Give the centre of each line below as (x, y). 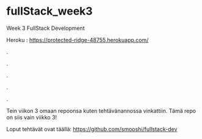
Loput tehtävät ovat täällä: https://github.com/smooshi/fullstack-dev (92, 129)
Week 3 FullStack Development (45, 28)
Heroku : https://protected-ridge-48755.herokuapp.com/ (78, 40)
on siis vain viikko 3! (32, 117)
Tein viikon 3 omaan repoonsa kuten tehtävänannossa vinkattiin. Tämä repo (101, 110)
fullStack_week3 (49, 11)
